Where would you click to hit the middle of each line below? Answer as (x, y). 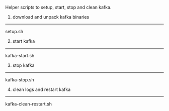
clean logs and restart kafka (41, 89)
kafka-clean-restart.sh (28, 104)
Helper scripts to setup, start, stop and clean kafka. (58, 7)
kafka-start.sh (20, 55)
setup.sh (14, 31)
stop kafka (23, 65)
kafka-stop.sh (20, 80)
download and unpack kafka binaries (51, 17)
